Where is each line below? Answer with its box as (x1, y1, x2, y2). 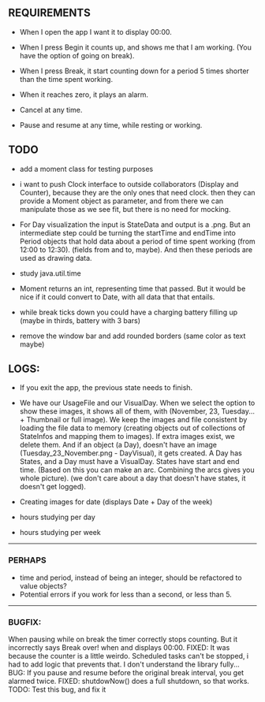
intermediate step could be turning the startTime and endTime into (19, 228, 237, 237)
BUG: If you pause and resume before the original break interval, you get (8, 668, 244, 678)
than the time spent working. (19, 74, 113, 84)
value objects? (19, 581, 67, 590)
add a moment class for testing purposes (19, 164, 154, 173)
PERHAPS (8, 555, 47, 566)
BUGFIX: (8, 616, 42, 627)
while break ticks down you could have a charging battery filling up (19, 307, 238, 317)
